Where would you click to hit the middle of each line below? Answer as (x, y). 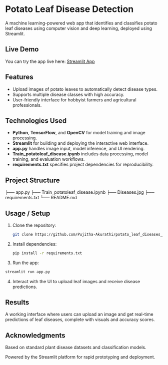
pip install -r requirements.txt (47, 253)
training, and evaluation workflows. (48, 159)
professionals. (27, 105)
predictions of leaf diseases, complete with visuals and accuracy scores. (80, 320)
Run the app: (25, 263)
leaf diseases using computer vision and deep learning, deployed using (79, 28)
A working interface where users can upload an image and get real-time (79, 314)
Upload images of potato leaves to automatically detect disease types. (85, 89)
